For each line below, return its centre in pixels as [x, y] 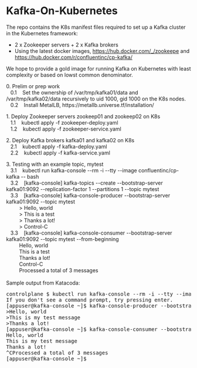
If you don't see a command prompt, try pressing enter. [90, 300]
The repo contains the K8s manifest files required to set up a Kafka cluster [96, 27]
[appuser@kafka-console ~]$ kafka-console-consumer [82, 329]
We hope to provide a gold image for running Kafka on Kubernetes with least [98, 68]
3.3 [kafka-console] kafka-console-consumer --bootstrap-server [91, 233]
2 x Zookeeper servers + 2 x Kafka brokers [66, 45]
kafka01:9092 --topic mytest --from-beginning [62, 239]
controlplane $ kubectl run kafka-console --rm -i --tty [90, 294]
